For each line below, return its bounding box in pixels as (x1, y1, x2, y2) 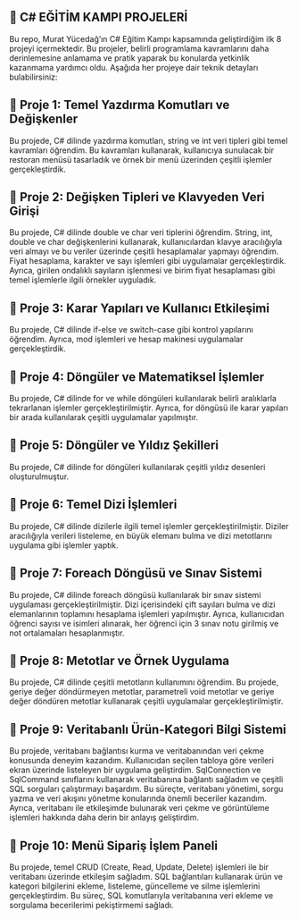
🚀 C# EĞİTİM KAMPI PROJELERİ (9, 10, 188, 25)
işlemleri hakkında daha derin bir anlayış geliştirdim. (9, 812, 199, 823)
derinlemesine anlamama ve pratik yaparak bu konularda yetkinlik (9, 52, 250, 63)
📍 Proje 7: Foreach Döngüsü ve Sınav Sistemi (9, 566, 262, 581)
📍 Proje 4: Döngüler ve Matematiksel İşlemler (9, 369, 265, 384)
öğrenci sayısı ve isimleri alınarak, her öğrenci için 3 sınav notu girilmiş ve (9, 618, 279, 628)
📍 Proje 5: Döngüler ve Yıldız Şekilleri (9, 438, 219, 453)
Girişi (9, 204, 40, 219)
